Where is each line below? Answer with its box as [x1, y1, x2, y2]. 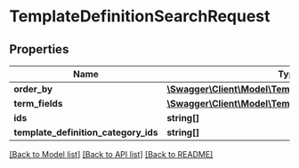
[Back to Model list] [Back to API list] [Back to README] [9, 149, 214, 159]
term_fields [13, 98, 63, 109]
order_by [13, 83, 53, 95]
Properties [9, 42, 69, 57]
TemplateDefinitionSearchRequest [9, 6, 271, 27]
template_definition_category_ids [13, 126, 158, 139]
